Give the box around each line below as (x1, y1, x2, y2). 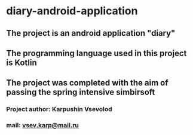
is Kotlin (6, 57, 37, 67)
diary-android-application (6, 4, 138, 18)
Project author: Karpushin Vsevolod (6, 105, 112, 113)
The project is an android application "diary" (6, 28, 176, 38)
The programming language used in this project (6, 48, 187, 58)
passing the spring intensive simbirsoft (6, 87, 155, 97)
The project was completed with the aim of (6, 78, 169, 88)
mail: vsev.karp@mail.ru (6, 121, 79, 130)
